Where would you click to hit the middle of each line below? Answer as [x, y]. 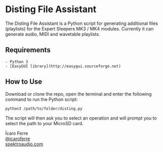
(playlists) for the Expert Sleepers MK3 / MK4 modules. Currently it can [79, 28]
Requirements [28, 50]
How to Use [24, 82]
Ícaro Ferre [17, 133]
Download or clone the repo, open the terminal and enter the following [78, 94]
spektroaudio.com [24, 144]
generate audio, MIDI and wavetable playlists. [53, 34]
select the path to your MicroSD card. [44, 123]
